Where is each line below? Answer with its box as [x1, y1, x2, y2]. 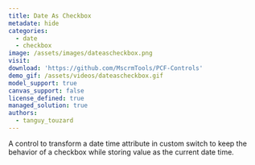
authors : [8, 109, 38, 118]
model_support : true [8, 79, 78, 87]
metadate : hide [8, 19, 60, 27]
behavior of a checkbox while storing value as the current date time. [8, 146, 235, 157]
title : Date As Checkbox [8, 11, 92, 20]
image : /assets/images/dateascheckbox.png [8, 49, 153, 57]
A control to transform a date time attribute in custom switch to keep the [8, 138, 248, 148]
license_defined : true [8, 94, 84, 102]
